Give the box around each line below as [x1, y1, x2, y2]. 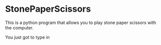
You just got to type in [5, 34, 50, 40]
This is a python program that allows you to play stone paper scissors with [5, 20, 157, 25]
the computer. [5, 24, 34, 30]
